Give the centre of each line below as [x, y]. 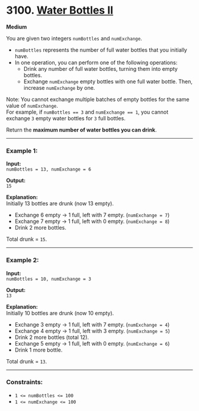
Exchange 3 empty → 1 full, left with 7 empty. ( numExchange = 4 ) [92, 324]
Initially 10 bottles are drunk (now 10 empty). [60, 313]
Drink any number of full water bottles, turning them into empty [100, 68]
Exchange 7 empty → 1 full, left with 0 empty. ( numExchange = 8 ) [92, 221]
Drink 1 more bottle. [38, 350]
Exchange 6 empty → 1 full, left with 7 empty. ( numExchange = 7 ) [92, 215]
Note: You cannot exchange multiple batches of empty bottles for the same [98, 99]
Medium [17, 27]
